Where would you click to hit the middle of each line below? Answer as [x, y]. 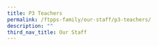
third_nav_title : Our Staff [47, 32]
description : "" [30, 26]
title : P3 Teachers [35, 13]
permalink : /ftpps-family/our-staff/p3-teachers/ [79, 20]
